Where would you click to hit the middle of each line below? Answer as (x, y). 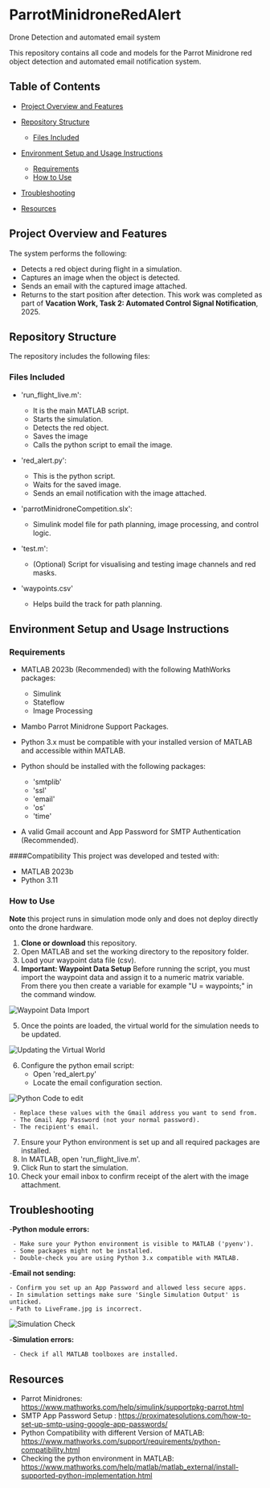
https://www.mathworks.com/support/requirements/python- (121, 1441)
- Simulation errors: (42, 1340)
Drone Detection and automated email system (85, 37)
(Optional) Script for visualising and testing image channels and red (144, 564)
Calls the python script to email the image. (102, 444)
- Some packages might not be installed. (83, 1251)
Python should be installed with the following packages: (113, 767)
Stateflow (49, 702)
